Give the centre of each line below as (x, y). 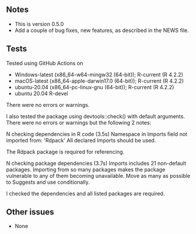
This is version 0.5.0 (39, 24)
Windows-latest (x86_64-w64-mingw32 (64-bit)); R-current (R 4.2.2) (99, 74)
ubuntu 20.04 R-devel (41, 93)
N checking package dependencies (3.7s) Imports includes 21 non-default (96, 163)
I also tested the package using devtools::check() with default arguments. (96, 116)
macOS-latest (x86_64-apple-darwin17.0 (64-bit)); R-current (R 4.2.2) (99, 81)
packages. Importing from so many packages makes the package (86, 169)
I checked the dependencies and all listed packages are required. (86, 193)
